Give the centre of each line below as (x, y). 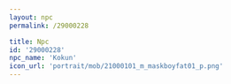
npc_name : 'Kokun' (43, 58)
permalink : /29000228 (49, 26)
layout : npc (31, 17)
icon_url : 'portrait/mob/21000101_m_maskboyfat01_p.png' (116, 66)
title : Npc (29, 42)
